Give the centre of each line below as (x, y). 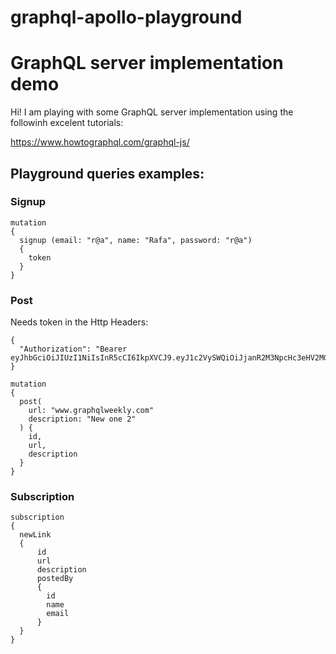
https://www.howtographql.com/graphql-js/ (100, 142)
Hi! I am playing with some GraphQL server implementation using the (152, 112)
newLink (35, 535)
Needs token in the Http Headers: (79, 322)
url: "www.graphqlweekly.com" (91, 411)
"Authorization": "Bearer (73, 349)
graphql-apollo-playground (126, 17)
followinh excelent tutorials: (67, 123)
